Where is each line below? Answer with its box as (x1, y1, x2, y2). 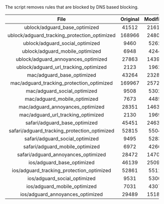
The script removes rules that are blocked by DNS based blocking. (5, 4, 139, 10)
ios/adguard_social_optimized (27, 175, 96, 181)
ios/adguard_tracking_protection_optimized (12, 167, 111, 174)
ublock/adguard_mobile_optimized (21, 48, 102, 54)
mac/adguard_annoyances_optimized (19, 104, 105, 110)
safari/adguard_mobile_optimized (23, 143, 100, 150)
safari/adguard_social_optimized (24, 136, 99, 142)
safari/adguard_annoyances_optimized (17, 151, 106, 158)
